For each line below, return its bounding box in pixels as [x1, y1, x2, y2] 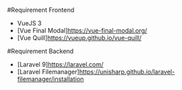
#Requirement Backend [7, 47, 74, 55]
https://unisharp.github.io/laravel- [79, 68, 175, 76]
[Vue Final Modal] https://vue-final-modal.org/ [17, 27, 148, 34]
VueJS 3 [17, 19, 42, 27]
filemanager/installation [17, 75, 84, 83]
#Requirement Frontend [7, 6, 74, 14]
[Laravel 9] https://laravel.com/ [17, 60, 104, 68]
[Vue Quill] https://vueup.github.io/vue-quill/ [17, 34, 142, 42]
